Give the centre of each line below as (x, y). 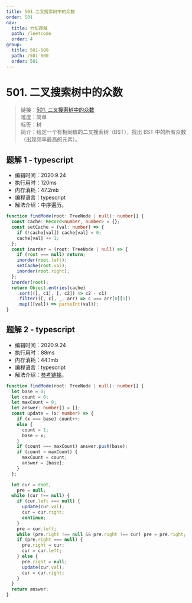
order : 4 (22, 39)
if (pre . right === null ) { (50, 540)
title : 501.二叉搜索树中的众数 (40, 12)
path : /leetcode (31, 34)
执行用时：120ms (36, 183)
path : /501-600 (30, 56)
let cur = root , (31, 485)
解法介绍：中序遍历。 (40, 205)
